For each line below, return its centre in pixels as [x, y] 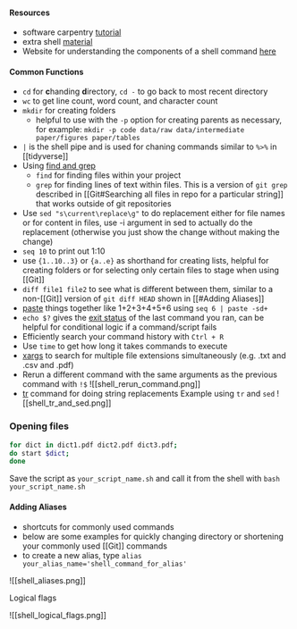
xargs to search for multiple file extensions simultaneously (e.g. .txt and [154, 356]
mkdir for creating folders [69, 111]
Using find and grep [59, 166]
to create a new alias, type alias [82, 555]
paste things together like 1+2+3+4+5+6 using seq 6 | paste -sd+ [145, 308]
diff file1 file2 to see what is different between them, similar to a [148, 289]
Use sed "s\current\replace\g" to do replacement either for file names [153, 214]
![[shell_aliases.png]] [48, 580]
